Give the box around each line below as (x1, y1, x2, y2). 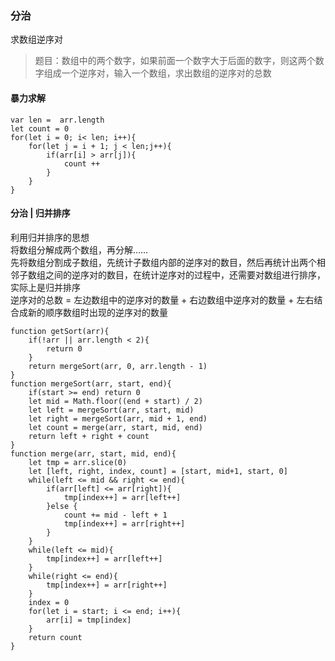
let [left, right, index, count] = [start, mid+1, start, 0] (28, 466, 288, 476)
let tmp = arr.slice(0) (28, 457, 128, 467)
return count (28, 632, 83, 642)
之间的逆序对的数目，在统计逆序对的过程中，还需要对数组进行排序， (44, 268, 326, 281)
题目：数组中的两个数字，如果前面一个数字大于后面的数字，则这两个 (34, 55, 316, 67)
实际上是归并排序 (10, 281, 81, 293)
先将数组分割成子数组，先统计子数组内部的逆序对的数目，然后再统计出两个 (10, 256, 317, 268)
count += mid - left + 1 (63, 510, 168, 520)
